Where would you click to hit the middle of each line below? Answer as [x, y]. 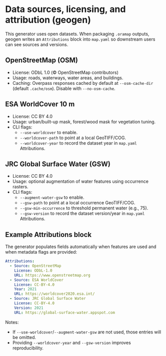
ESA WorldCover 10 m [40, 104]
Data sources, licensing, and [65, 9]
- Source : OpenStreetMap [35, 266]
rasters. [20, 187]
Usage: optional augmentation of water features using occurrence [80, 181]
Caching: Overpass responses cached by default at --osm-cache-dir [83, 83]
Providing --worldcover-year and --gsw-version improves [71, 342]
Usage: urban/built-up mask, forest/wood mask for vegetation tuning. [84, 122]
